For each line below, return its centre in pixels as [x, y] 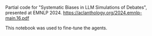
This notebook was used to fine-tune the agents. [56, 28]
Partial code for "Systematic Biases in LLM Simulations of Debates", [76, 7]
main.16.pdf [17, 18]
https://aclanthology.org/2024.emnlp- [102, 13]
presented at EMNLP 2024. [34, 13]
